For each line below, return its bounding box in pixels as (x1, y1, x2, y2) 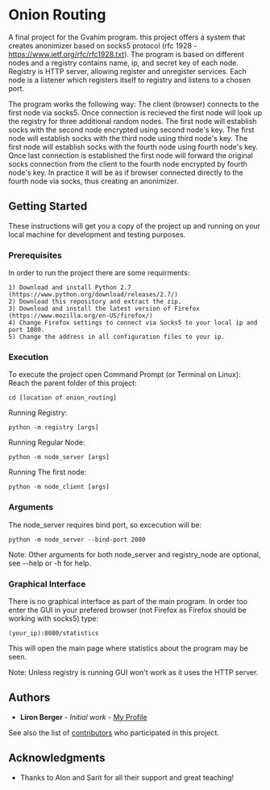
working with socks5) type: (8, 614, 99, 623)
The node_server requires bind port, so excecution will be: (8, 519, 202, 529)
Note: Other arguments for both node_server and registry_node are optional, (8, 549, 261, 559)
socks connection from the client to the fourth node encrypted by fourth (8, 159, 248, 168)
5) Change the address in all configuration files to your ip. (8, 333, 226, 341)
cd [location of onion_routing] (8, 394, 117, 402)
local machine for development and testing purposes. (8, 230, 186, 239)
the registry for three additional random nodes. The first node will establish (8, 116, 257, 126)
